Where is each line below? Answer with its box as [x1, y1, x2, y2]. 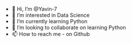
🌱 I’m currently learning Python [11, 18, 88, 24]
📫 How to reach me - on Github [11, 31, 90, 37]
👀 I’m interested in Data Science [11, 12, 90, 19]
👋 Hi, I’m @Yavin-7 [11, 6, 57, 12]
